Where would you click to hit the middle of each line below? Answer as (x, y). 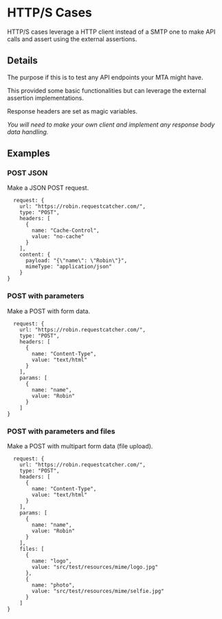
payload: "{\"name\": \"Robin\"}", (76, 261)
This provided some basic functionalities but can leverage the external (107, 90)
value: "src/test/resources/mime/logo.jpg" (95, 567)
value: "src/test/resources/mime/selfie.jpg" (98, 591)
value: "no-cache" (58, 237)
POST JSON (27, 173)
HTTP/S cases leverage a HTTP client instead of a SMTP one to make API (111, 32)
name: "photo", (54, 585)
